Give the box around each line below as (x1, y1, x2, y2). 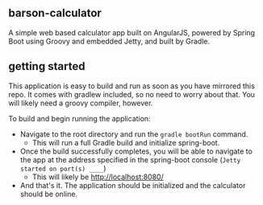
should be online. (19, 189, 78, 199)
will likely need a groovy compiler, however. (8, 98, 153, 108)
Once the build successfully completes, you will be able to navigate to (19, 146, 253, 156)
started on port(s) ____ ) (19, 163, 106, 173)
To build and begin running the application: (8, 113, 151, 123)
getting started (8, 59, 86, 73)
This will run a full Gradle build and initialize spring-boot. (31, 137, 220, 147)
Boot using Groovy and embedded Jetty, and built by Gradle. (8, 36, 211, 46)
